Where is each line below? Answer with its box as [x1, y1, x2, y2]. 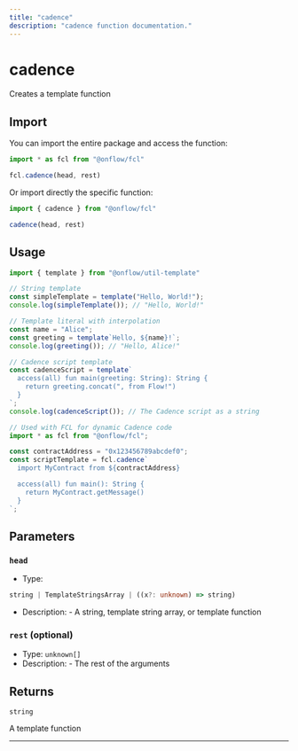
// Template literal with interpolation [9, 317, 161, 326]
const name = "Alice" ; [9, 325, 93, 333]
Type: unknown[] [21, 649, 82, 660]
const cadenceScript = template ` [9, 365, 133, 375]
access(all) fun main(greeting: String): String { [17, 374, 208, 383]
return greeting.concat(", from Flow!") [25, 382, 176, 391]
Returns [9, 684, 55, 699]
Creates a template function [9, 89, 111, 99]
